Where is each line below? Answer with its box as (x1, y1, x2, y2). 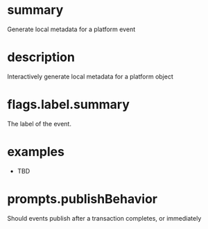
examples (7, 144, 64, 160)
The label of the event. (7, 119, 71, 128)
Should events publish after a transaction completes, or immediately (7, 214, 202, 222)
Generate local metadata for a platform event (7, 25, 136, 33)
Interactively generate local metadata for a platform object (7, 72, 173, 80)
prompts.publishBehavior (7, 191, 158, 207)
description (7, 49, 75, 65)
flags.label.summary (7, 96, 130, 112)
